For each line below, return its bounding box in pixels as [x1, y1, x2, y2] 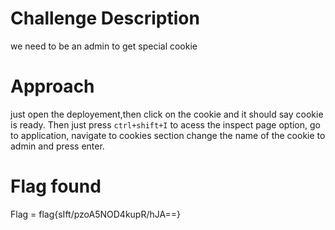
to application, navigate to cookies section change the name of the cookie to [10, 129, 326, 141]
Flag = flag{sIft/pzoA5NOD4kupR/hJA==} [10, 208, 181, 220]
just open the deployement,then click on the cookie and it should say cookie [10, 108, 324, 120]
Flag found [10, 175, 102, 198]
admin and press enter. [10, 140, 105, 152]
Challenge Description [10, 7, 200, 30]
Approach [10, 75, 95, 98]
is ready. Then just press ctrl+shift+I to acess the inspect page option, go [10, 118, 321, 131]
